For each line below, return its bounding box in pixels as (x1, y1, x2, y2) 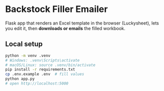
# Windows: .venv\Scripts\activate (5, 57, 80, 63)
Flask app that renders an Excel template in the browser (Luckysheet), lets (5, 20, 159, 26)
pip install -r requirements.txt (5, 67, 75, 72)
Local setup (5, 40, 43, 48)
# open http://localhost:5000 (5, 81, 69, 86)
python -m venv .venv (5, 53, 51, 58)
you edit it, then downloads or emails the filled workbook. (5, 25, 126, 31)
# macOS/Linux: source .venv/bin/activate (5, 62, 96, 67)
